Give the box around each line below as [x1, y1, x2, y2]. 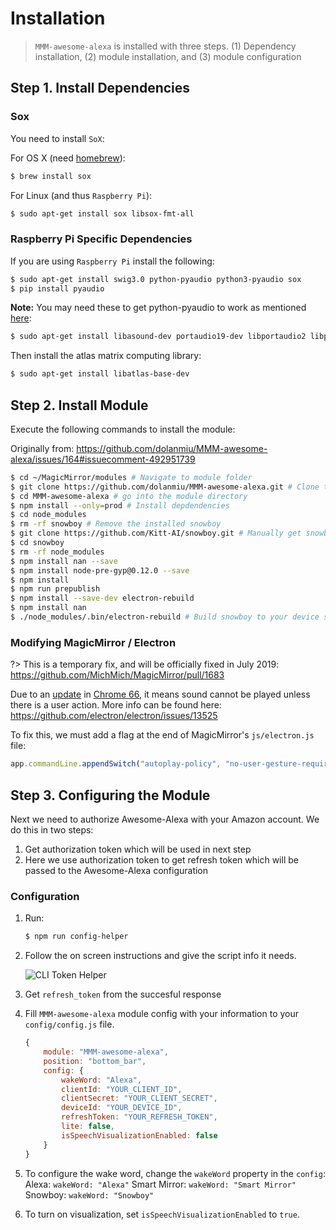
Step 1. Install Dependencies [10, 80, 191, 97]
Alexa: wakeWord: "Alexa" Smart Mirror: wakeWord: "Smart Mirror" [24, 1178, 297, 1190]
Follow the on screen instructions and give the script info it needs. [24, 950, 297, 962]
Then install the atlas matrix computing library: [10, 350, 202, 362]
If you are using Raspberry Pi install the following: [10, 255, 215, 267]
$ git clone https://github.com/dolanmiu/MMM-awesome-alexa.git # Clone [10, 482, 320, 492]
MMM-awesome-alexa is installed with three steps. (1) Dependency [34, 40, 297, 52]
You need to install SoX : [10, 132, 105, 144]
